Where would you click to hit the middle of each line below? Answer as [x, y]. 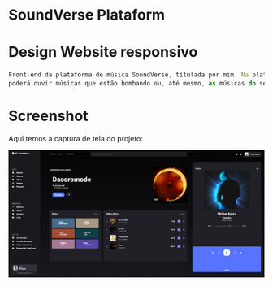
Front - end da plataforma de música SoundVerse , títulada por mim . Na [129, 75]
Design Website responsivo [103, 52]
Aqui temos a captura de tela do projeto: [76, 138]
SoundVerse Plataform [87, 15]
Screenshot [48, 116]
